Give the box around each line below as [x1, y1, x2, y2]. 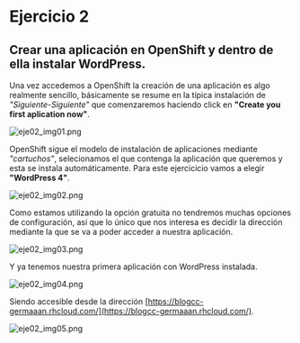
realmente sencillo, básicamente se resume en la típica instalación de [9, 90, 267, 100]
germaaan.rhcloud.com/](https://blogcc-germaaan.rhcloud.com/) [9, 306, 252, 316]
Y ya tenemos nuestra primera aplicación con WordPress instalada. [9, 261, 258, 272]
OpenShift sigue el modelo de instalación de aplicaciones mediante [9, 144, 258, 154]
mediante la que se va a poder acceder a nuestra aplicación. [9, 227, 234, 237]
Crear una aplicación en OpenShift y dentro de [9, 42, 274, 58]
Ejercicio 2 [9, 6, 90, 27]
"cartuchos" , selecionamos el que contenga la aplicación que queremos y [9, 153, 283, 164]
